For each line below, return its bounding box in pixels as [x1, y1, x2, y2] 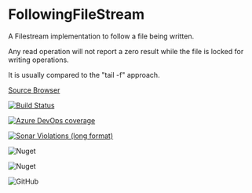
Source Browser [8, 85, 60, 95]
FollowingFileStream [8, 5, 145, 24]
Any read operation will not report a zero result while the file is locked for [8, 46, 244, 56]
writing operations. [8, 55, 69, 64]
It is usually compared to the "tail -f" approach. [8, 70, 160, 79]
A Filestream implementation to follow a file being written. [8, 31, 195, 41]
